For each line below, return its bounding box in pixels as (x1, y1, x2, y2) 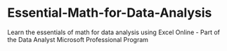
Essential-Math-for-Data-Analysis (7, 5, 212, 21)
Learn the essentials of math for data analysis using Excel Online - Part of (7, 28, 220, 36)
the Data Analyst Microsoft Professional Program (7, 35, 149, 43)
